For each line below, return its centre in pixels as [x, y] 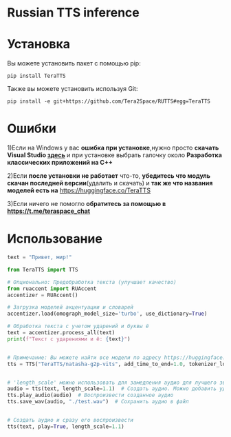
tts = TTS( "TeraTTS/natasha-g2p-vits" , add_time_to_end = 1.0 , [97, 364]
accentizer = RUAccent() [43, 295]
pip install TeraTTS [37, 76]
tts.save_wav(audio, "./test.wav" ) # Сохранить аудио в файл [98, 402]
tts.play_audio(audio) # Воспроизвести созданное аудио [90, 395]
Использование [55, 239]
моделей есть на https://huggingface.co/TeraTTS [79, 190]
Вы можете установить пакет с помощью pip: [74, 63]
